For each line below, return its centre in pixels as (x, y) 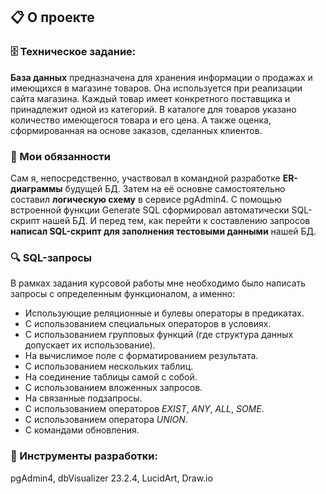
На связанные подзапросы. (83, 398)
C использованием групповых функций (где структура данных (159, 335)
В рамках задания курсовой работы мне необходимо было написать (158, 283)
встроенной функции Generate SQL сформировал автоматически (150, 210)
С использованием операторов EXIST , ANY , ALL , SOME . (144, 409)
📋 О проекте (52, 17)
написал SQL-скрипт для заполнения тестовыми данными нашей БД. (163, 231)
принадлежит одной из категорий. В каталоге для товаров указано (153, 109)
